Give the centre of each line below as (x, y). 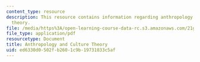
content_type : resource (36, 12)
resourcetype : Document (36, 39)
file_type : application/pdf (41, 34)
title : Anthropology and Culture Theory (57, 45)
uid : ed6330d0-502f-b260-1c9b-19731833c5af (61, 50)
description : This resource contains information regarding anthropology (100, 17)
